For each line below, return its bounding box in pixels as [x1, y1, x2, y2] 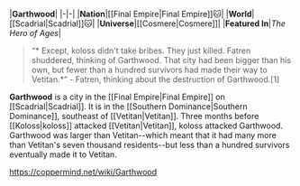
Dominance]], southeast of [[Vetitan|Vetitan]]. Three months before [9, 111, 259, 121]
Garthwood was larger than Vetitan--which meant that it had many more [9, 130, 277, 140]
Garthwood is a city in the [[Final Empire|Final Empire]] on [9, 91, 225, 102]
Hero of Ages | [9, 28, 61, 38]
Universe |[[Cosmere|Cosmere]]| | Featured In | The [99, 18, 286, 29]
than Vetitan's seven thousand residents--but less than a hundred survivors [9, 140, 290, 150]
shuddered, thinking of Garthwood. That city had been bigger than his [31, 55, 291, 65]
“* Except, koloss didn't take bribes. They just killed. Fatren [31, 45, 251, 56]
